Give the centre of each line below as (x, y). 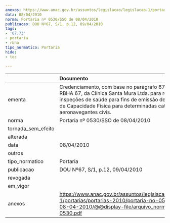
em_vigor (18, 186)
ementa (17, 100)
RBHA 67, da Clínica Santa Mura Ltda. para (110, 93)
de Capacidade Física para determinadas (108, 106)
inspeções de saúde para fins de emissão (109, 100)
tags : (11, 29)
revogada (19, 178)
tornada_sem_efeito (31, 129)
